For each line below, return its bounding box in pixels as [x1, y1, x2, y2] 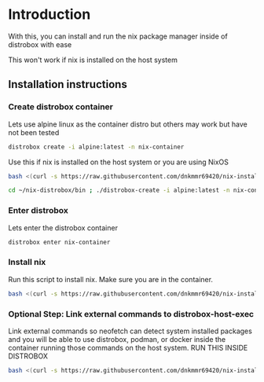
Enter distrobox [8, 205, 68, 216]
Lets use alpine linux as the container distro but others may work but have [8, 119, 247, 129]
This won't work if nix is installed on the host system [8, 55, 178, 64]
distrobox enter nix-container [8, 238, 111, 246]
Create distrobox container [8, 101, 114, 112]
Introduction [8, 6, 91, 24]
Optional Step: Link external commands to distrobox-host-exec [8, 308, 254, 319]
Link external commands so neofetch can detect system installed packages [8, 326, 253, 336]
